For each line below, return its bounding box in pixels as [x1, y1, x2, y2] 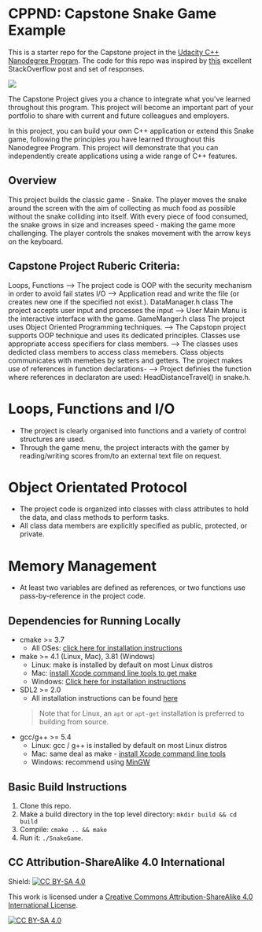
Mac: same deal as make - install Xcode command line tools [31, 749, 227, 759]
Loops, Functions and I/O [8, 400, 175, 418]
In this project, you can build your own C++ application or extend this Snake [8, 126, 254, 135]
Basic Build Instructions [8, 780, 127, 794]
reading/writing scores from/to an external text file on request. [19, 451, 222, 460]
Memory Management [8, 557, 157, 575]
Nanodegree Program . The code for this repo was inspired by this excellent [8, 56, 252, 65]
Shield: [8, 876, 31, 886]
